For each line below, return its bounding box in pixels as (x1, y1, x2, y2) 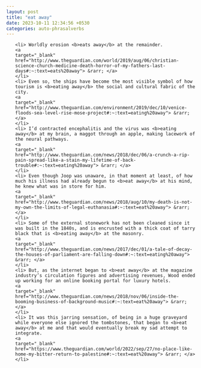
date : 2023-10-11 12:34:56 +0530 (6, 20, 90, 26)
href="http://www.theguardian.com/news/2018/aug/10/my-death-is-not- (14, 199, 193, 206)
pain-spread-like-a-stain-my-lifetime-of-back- (14, 157, 136, 164)
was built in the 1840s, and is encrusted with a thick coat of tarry (14, 225, 196, 231)
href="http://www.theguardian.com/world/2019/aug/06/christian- (14, 58, 179, 64)
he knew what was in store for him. (14, 183, 107, 189)
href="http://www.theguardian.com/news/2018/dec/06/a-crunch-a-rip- (14, 152, 190, 158)
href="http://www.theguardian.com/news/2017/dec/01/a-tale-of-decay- (14, 246, 193, 252)
